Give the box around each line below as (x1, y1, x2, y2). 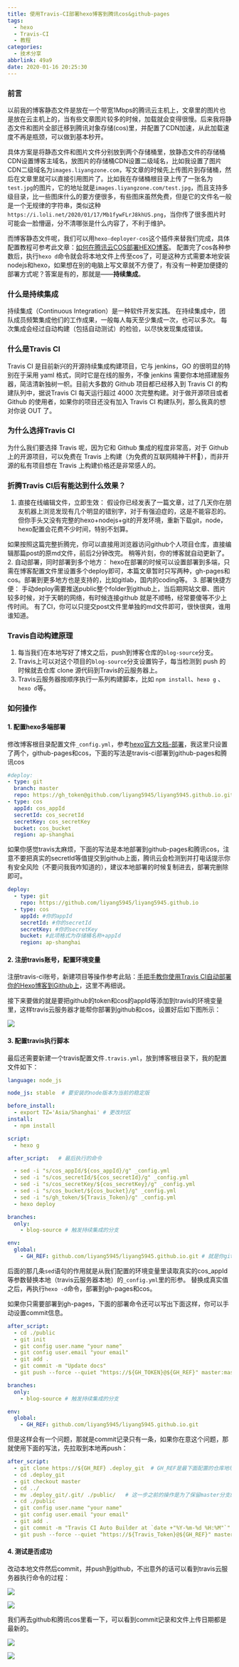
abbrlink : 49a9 (7, 57, 53, 64)
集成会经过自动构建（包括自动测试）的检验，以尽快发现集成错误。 (13, 325, 207, 333)
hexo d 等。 (17, 684, 50, 692)
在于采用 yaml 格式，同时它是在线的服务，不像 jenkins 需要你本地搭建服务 (13, 370, 230, 379)
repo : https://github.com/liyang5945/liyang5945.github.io (20, 899, 199, 907)
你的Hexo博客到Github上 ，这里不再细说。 (7, 981, 129, 990)
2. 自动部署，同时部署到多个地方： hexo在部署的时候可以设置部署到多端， (7, 558, 224, 566)
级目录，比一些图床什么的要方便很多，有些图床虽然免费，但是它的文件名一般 (7, 192, 232, 200)
